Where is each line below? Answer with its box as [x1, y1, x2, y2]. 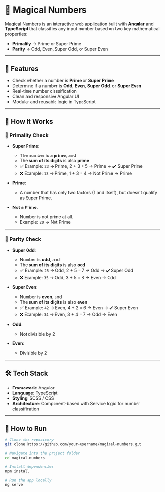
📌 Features [5, 65, 39, 73]
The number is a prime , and [19, 153, 76, 158]
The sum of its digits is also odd [19, 262, 86, 268]
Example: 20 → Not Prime [19, 219, 71, 225]
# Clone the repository [5, 438, 54, 442]
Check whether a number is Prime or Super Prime [12, 78, 114, 83]
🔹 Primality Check [5, 132, 49, 139]
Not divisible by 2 [19, 331, 55, 337]
